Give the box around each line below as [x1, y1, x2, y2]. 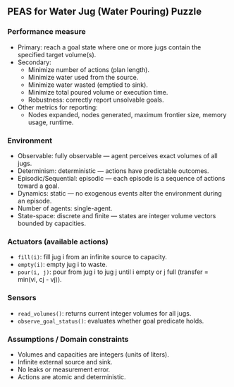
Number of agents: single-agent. [17, 204, 113, 213]
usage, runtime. [27, 118, 74, 126]
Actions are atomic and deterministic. [17, 372, 126, 381]
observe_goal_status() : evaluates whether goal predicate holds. [17, 316, 204, 325]
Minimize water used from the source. [27, 73, 139, 81]
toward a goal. [17, 181, 60, 190]
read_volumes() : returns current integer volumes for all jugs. [17, 309, 192, 317]
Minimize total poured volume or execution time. [27, 88, 168, 96]
